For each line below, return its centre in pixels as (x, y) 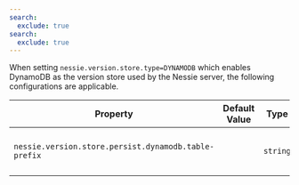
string (277, 151)
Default (239, 109)
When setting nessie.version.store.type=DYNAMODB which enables (130, 68)
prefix (28, 156)
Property (114, 114)
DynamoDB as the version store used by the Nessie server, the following (142, 77)
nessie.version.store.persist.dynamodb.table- (114, 147)
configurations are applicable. (64, 86)
